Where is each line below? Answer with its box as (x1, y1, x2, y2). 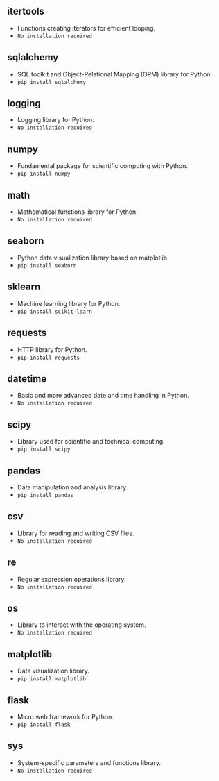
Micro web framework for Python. (17, 713, 114, 721)
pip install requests (17, 354, 80, 361)
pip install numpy (17, 170, 71, 178)
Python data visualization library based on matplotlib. (17, 253, 169, 262)
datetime (7, 373, 47, 385)
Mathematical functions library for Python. (17, 208, 139, 216)
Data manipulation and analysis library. (17, 482, 128, 492)
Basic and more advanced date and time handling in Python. (17, 392, 189, 400)
